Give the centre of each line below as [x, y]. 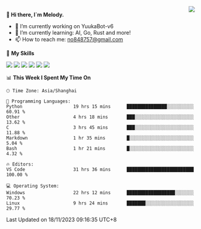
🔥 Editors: [20, 164]
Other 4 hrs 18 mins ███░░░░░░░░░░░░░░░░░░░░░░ [100, 117]
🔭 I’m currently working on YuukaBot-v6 [64, 26]
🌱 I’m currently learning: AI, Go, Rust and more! [73, 33]
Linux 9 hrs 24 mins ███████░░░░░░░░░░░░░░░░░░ [100, 203]
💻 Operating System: [33, 186]
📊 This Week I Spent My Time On [48, 78]
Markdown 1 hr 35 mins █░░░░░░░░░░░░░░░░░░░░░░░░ [100, 138]
